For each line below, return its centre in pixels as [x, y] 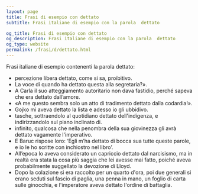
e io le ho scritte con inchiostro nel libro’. [64, 147]
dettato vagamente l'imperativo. [53, 134]
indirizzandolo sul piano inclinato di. [58, 122]
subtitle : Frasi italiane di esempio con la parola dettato [83, 22]
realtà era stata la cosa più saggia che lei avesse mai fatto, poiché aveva [103, 160]
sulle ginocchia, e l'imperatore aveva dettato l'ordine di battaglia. [93, 185]
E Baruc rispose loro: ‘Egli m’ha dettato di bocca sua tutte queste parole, [103, 141]
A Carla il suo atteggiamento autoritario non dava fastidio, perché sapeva [103, 90]
